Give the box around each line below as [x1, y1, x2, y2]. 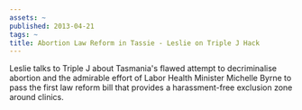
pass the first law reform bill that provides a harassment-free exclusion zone [9, 82, 293, 93]
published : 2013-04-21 [9, 22, 95, 31]
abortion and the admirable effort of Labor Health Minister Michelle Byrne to [9, 73, 292, 84]
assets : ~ [9, 13, 47, 23]
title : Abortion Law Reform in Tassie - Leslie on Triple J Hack [9, 38, 260, 48]
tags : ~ [9, 30, 39, 39]
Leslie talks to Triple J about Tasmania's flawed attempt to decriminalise [9, 63, 278, 74]
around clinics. [9, 92, 65, 103]
